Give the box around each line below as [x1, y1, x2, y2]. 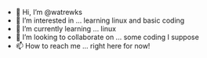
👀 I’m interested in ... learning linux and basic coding [15, 16, 185, 25]
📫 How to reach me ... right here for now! [15, 42, 151, 50]
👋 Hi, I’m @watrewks [15, 8, 82, 16]
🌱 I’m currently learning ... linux [15, 24, 116, 33]
